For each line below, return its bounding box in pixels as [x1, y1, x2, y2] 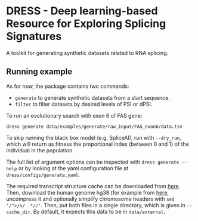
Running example [6, 67, 73, 77]
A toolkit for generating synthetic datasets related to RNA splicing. [6, 49, 169, 56]
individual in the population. [6, 146, 75, 154]
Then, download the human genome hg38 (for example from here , [6, 189, 169, 196]
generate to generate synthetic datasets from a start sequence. [14, 94, 170, 101]
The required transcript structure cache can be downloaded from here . [6, 182, 181, 189]
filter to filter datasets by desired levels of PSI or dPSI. [14, 100, 153, 108]
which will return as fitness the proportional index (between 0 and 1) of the [6, 140, 190, 148]
